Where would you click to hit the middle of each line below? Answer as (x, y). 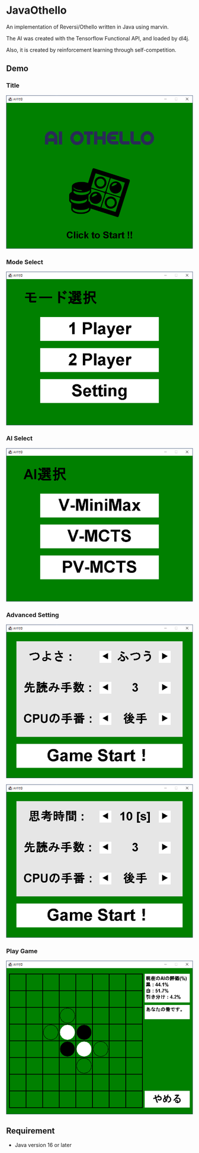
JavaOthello (36, 10)
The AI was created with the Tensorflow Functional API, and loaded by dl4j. (98, 38)
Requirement (31, 1131)
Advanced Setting (33, 615)
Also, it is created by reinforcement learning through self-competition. (91, 50)
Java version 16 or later (43, 1145)
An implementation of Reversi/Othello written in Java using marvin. (87, 27)
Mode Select (25, 262)
